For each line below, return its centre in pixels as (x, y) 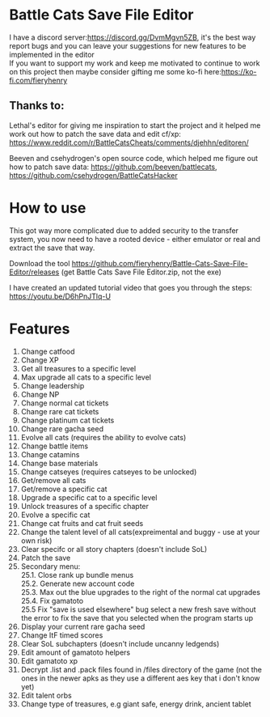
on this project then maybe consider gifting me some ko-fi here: (115, 71)
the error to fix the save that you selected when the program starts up (137, 617)
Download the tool (40, 263)
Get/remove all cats (53, 480)
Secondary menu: (51, 566)
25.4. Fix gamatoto (52, 600)
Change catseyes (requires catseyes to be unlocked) (109, 472)
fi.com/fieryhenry (38, 80)
